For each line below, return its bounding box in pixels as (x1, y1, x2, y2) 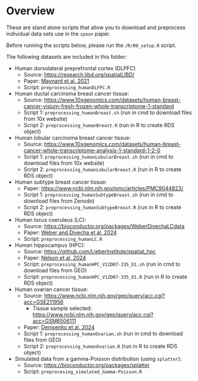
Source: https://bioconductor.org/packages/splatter (23, 361, 150, 369)
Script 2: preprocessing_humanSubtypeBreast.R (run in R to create (23, 203, 182, 210)
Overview (6, 4, 55, 18)
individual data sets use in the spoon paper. (6, 30, 111, 37)
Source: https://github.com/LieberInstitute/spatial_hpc (23, 248, 156, 255)
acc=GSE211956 (23, 298, 64, 306)
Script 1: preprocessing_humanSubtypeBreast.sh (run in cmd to (23, 191, 174, 198)
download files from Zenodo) (23, 197, 95, 204)
